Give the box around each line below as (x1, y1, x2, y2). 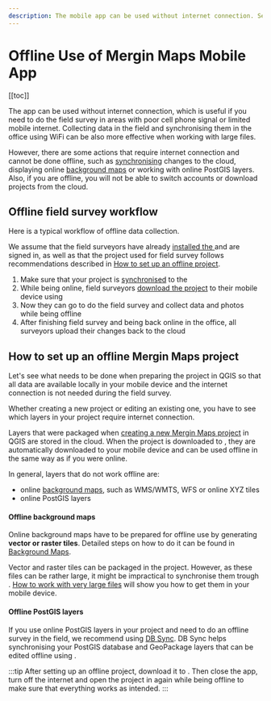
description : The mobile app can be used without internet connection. (8, 11, 254, 20)
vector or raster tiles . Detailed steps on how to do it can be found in (8, 538, 236, 549)
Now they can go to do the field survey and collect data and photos (19, 300, 244, 311)
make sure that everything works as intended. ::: (8, 683, 169, 693)
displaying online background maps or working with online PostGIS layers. (8, 165, 255, 174)
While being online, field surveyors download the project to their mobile (19, 283, 258, 293)
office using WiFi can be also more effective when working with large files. (8, 131, 256, 141)
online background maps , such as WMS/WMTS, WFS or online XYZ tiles (19, 485, 260, 494)
